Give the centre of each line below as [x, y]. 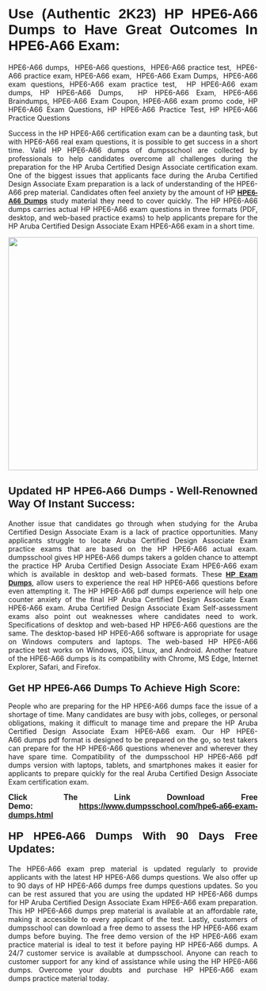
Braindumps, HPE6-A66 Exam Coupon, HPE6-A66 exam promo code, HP [133, 101]
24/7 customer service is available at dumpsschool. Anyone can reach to [133, 953]
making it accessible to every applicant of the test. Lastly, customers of [133, 920]
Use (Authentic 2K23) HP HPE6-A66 [133, 14]
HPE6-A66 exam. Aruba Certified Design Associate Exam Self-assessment [133, 608]
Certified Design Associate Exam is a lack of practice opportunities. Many [133, 532]
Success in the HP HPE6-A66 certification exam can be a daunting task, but [133, 133]
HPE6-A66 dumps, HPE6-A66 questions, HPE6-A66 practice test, [120, 67]
